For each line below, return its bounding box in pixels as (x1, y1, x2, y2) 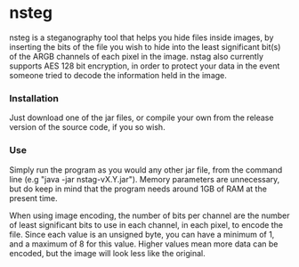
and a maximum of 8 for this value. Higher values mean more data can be (9, 239, 279, 249)
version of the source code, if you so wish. (9, 122, 166, 133)
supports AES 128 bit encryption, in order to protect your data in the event (9, 61, 280, 71)
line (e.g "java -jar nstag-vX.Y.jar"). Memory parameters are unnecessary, (9, 174, 280, 184)
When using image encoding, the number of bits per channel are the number (9, 210, 290, 221)
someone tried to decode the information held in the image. (9, 69, 227, 80)
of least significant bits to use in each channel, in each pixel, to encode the (9, 219, 283, 230)
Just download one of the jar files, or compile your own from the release (9, 112, 274, 123)
